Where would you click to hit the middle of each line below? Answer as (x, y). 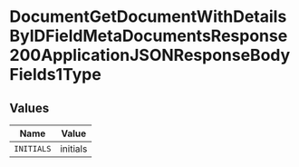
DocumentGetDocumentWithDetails (148, 17)
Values (29, 108)
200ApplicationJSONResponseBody (150, 55)
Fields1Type (55, 75)
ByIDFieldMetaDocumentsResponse (149, 36)
